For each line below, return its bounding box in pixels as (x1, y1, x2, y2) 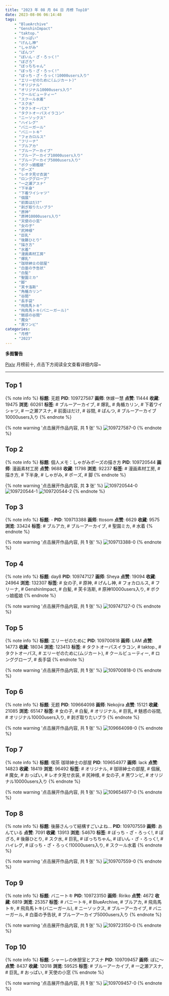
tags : (5, 17, 17, 22)
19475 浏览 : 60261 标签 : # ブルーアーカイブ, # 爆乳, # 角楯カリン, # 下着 (5, 401, 154, 407)
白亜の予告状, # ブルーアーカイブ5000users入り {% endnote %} (29, 912, 162, 918)
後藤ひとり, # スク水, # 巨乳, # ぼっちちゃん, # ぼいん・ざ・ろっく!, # (20, 836, 163, 842)
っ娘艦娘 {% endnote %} (5, 592, 56, 599)
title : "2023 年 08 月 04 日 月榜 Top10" (5, 7, 90, 13)
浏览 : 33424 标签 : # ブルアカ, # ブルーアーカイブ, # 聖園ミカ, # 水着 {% (5, 523, 153, 529)
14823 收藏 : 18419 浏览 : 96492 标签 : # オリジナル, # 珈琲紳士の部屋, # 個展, (5, 766, 161, 772)
